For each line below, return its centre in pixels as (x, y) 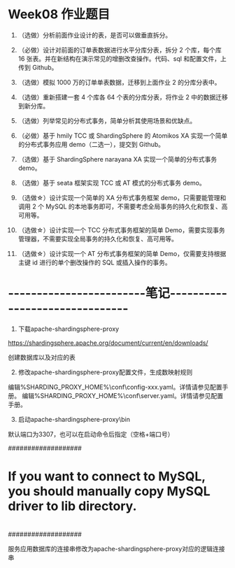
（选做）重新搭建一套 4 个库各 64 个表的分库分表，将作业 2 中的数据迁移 (123, 97)
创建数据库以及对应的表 (42, 357)
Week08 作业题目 (59, 14)
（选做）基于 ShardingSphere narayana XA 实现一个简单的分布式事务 (117, 159)
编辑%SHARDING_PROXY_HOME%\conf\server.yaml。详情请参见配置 (122, 395)
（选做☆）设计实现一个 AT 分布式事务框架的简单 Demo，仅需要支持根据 (122, 253)
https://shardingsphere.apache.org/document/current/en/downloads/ (108, 343)
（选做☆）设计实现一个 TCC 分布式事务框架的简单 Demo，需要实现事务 (122, 230)
